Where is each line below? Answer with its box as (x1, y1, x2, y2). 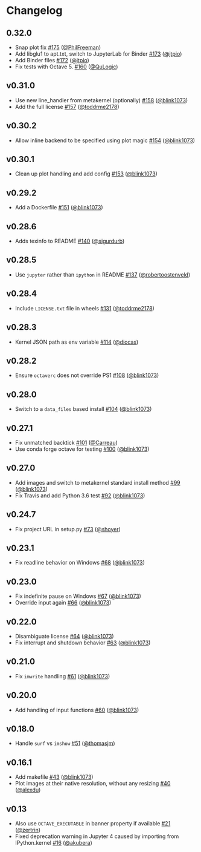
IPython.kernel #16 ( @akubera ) (14, 839, 92, 847)
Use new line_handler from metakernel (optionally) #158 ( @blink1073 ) (14, 96, 188, 103)
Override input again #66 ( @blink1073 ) (14, 599, 112, 606)
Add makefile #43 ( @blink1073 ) (14, 773, 94, 781)
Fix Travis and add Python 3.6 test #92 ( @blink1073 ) (14, 491, 145, 499)
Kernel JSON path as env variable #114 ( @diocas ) (14, 338, 139, 346)
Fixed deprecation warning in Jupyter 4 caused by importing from (14, 833, 179, 840)
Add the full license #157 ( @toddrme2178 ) (14, 103, 120, 110)
